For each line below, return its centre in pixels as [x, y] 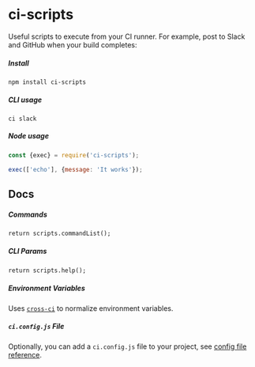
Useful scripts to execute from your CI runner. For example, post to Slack [127, 36]
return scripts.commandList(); [60, 233]
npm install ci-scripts [47, 82]
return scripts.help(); [47, 271]
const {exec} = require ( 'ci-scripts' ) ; [74, 155]
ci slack [22, 119]
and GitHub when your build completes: [73, 44]
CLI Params [28, 252]
